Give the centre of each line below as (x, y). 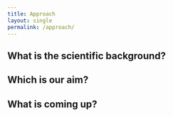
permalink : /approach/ (41, 27)
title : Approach (31, 14)
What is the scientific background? (86, 56)
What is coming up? (52, 104)
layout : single (30, 21)
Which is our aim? (48, 80)
